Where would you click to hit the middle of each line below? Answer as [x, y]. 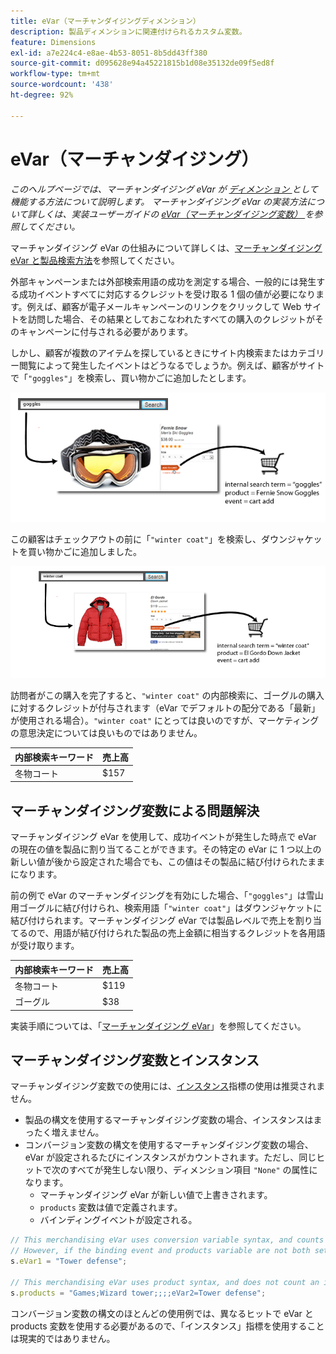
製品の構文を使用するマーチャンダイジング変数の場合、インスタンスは [169, 1120]
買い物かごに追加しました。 [84, 552]
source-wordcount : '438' [62, 85]
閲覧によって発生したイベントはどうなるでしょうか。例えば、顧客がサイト [171, 365]
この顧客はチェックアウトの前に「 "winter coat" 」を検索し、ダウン [149, 539]
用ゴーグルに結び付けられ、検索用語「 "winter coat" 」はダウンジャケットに [166, 908]
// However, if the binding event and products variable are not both [160, 1251]
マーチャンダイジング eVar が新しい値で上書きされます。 [156, 1195]
